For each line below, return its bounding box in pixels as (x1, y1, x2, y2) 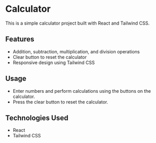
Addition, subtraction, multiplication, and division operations (12, 48, 140, 54)
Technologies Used (5, 113, 68, 122)
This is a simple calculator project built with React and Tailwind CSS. (5, 20, 150, 26)
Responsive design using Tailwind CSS (12, 59, 95, 66)
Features (5, 35, 34, 44)
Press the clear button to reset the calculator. (12, 98, 109, 105)
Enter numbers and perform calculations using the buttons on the (12, 88, 151, 94)
